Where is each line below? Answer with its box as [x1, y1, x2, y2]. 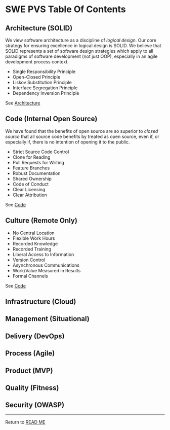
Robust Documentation [12, 170, 61, 176]
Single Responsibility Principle [12, 68, 76, 75]
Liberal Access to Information [12, 251, 74, 257]
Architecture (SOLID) [5, 24, 73, 32]
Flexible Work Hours [12, 235, 55, 241]
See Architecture [5, 100, 40, 106]
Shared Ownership [12, 175, 52, 182]
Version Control [12, 257, 46, 263]
